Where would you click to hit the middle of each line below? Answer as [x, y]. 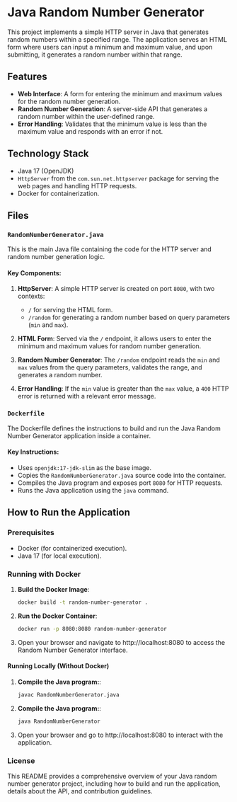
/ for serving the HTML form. [70, 310]
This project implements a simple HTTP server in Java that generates [108, 32]
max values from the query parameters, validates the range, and [110, 367]
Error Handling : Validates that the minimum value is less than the [112, 124]
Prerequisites [31, 533]
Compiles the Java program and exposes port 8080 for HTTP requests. [120, 483]
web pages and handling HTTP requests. [77, 185]
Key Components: [34, 273]
